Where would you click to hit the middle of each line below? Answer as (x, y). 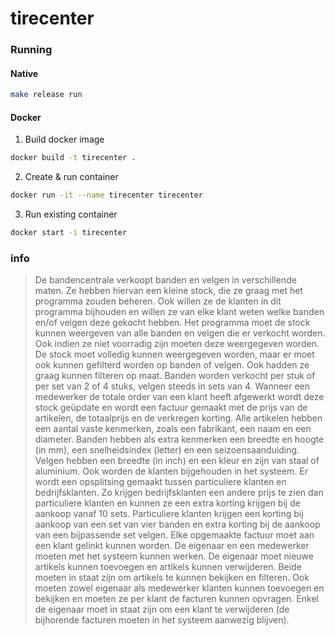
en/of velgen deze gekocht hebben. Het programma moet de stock (172, 323)
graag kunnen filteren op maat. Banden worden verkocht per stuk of (175, 376)
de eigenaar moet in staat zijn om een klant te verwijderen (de (162, 609)
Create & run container (71, 177)
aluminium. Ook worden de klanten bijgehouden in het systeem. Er (171, 471)
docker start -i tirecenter (69, 233)
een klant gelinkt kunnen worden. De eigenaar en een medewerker (172, 546)
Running (31, 50)
